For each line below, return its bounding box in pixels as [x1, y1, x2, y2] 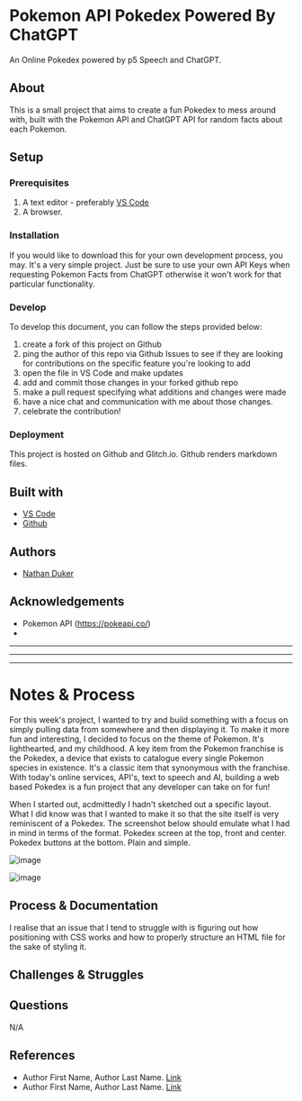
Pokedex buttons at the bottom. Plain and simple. [9, 837, 191, 848]
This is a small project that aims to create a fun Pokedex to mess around [9, 105, 277, 115]
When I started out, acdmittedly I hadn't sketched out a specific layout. [9, 798, 271, 809]
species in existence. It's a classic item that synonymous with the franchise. [9, 762, 290, 773]
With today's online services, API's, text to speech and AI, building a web [9, 771, 280, 782]
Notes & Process [9, 684, 136, 705]
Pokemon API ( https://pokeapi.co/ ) [22, 618, 151, 629]
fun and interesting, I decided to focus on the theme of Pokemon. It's [9, 733, 264, 744]
